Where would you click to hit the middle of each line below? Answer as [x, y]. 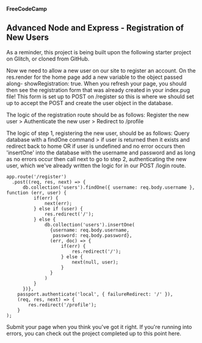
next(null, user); [95, 262]
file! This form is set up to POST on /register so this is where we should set [100, 96]
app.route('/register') [37, 176]
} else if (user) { [58, 209]
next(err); [58, 203]
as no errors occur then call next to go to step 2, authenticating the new [97, 159]
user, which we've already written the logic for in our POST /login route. [96, 165]
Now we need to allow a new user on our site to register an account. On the [101, 70]
